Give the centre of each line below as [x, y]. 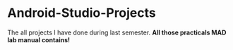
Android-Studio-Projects [82, 13]
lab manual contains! [39, 39]
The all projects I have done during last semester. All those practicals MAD [117, 32]
